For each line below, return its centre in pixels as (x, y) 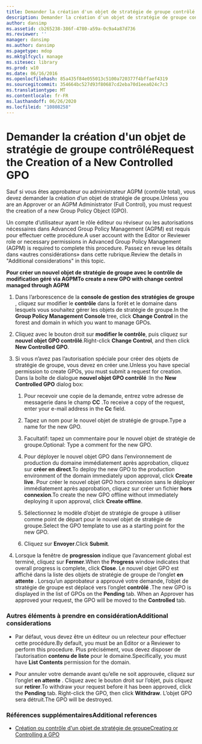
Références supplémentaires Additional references (82, 715)
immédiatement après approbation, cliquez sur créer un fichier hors (108, 489)
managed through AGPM (38, 285)
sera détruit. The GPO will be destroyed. (64, 699)
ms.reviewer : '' (26, 34)
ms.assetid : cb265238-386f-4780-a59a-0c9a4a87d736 (71, 29)
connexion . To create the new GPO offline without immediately (101, 495)
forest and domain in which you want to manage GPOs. (83, 323)
